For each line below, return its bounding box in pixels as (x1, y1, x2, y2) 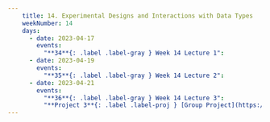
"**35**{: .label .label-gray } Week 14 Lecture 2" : (43, 71, 225, 79)
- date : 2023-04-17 (28, 34, 94, 43)
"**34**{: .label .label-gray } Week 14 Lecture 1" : (43, 49, 225, 57)
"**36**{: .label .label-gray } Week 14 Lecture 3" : (43, 94, 225, 102)
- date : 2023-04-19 (28, 57, 94, 65)
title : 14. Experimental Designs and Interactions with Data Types (22, 11, 253, 20)
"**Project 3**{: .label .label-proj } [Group (43, 101, 203, 109)
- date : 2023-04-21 (28, 79, 94, 87)
